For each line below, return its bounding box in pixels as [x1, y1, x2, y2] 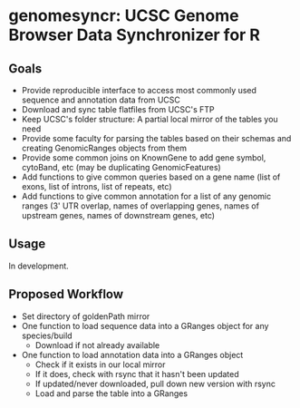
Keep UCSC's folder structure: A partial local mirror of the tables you [21, 114, 278, 124]
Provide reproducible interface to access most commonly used [21, 85, 257, 95]
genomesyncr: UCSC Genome [8, 5, 239, 26]
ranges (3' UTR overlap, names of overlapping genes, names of [21, 200, 260, 211]
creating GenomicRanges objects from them [21, 142, 188, 153]
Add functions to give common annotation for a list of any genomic [21, 191, 272, 201]
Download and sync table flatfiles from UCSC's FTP [21, 104, 215, 114]
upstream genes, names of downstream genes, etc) [21, 210, 215, 220]
